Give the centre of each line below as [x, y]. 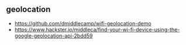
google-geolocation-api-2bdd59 [54, 35]
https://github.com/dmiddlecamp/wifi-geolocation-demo [83, 23]
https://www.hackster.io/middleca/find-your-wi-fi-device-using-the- [97, 29]
